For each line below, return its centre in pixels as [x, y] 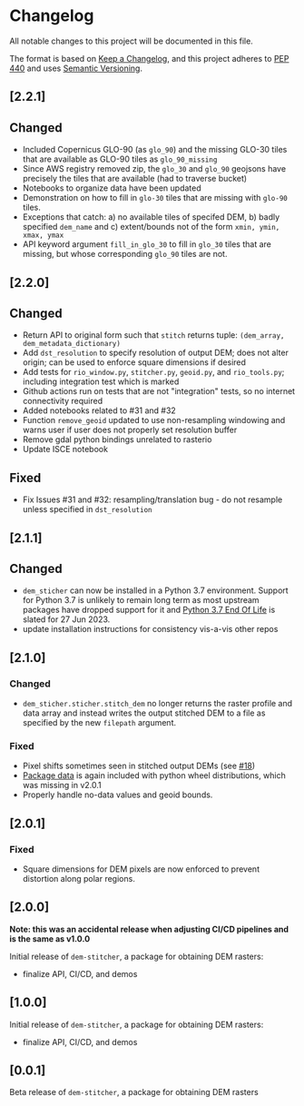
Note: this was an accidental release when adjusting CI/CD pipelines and [149, 929]
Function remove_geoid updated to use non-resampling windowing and [154, 420]
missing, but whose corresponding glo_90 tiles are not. [125, 254]
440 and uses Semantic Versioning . [76, 68]
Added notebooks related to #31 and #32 [99, 410]
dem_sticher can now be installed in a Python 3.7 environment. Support [155, 590]
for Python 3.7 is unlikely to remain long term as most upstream [141, 600]
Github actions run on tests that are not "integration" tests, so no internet [159, 391]
